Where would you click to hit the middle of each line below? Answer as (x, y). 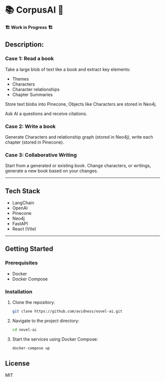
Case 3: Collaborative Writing (41, 155)
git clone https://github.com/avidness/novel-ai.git (67, 311)
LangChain (23, 203)
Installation (19, 292)
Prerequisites (21, 263)
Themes (21, 79)
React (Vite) (24, 229)
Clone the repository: (34, 302)
